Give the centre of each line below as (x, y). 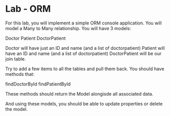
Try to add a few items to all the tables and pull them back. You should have (85, 69)
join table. (16, 59)
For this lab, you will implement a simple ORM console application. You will (83, 23)
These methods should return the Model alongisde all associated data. (79, 94)
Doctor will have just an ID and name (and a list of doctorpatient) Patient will (85, 48)
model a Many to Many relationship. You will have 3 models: (68, 28)
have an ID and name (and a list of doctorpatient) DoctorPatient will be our (83, 53)
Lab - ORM (28, 9)
